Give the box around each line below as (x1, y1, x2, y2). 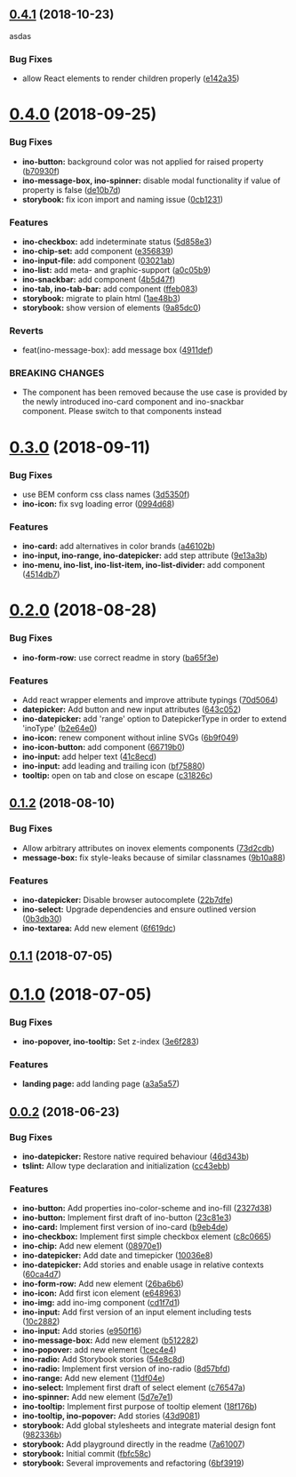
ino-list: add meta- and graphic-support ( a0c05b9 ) (21, 264, 212, 275)
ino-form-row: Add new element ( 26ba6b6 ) (21, 1279, 184, 1289)
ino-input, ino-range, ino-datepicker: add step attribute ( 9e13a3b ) (21, 550, 268, 561)
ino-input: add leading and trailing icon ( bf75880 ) (21, 761, 206, 771)
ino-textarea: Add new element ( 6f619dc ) (21, 923, 176, 934)
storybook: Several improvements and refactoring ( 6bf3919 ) (21, 1457, 244, 1469)
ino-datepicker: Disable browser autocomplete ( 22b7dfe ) (21, 895, 234, 906)
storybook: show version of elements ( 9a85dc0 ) (21, 302, 202, 313)
